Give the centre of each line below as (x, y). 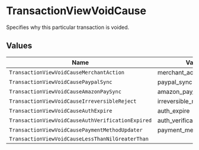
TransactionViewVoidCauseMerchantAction (67, 72)
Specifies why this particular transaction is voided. (68, 27)
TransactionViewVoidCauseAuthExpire (61, 111)
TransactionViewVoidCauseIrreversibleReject (73, 101)
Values (19, 46)
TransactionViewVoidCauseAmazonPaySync (65, 92)
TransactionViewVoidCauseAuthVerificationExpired (81, 120)
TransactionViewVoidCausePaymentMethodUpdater (76, 130)
